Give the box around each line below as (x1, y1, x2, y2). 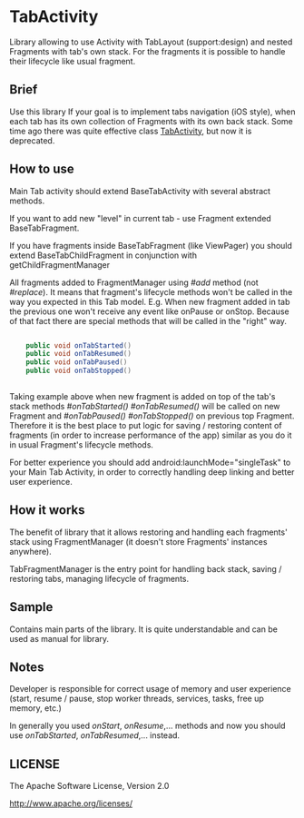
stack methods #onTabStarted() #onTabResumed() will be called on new (9, 400, 280, 411)
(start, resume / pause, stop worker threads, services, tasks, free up (9, 693, 265, 705)
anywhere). (9, 546, 52, 557)
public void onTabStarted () (25, 340, 132, 350)
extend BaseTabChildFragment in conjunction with (9, 250, 198, 261)
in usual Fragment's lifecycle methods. (9, 439, 154, 450)
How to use (9, 162, 74, 177)
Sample (9, 599, 54, 615)
